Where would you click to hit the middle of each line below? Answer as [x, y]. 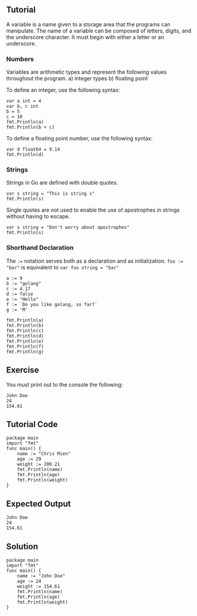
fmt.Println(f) [25, 346]
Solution [22, 546]
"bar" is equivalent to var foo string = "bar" [63, 267]
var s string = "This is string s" [51, 194]
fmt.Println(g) [25, 351]
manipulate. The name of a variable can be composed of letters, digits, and [99, 31]
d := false [20, 294]
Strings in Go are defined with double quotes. [62, 183]
